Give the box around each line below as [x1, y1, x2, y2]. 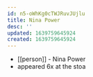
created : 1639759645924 [7, 36, 76, 43]
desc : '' [7, 23, 33, 30]
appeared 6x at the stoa [17, 62, 86, 71]
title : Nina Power [7, 17, 60, 24]
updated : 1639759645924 [7, 29, 76, 37]
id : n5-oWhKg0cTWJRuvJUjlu [7, 10, 85, 17]
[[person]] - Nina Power [17, 55, 86, 63]
